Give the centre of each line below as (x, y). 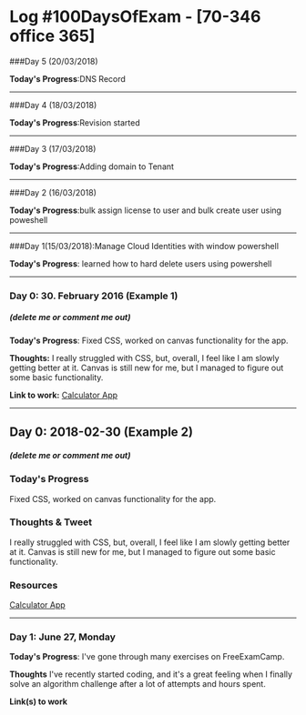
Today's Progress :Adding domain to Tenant (92, 166)
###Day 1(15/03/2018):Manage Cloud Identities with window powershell (144, 246)
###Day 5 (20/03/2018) (54, 61)
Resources (34, 585)
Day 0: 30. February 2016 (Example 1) (94, 296)
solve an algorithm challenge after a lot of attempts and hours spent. (138, 684)
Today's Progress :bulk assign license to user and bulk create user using (146, 210)
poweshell (29, 219)
